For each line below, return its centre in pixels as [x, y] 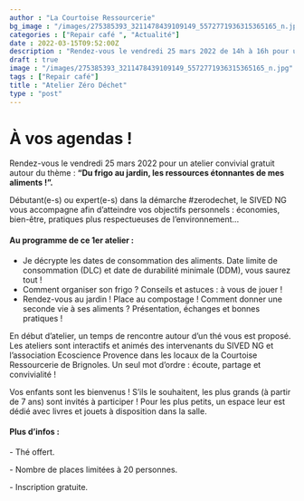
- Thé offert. [32, 452]
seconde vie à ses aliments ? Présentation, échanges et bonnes [141, 308]
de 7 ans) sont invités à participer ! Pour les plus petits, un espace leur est [147, 401]
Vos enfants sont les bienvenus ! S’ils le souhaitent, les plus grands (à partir [150, 391]
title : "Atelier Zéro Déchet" [68, 85]
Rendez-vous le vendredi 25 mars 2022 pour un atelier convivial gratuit [142, 163]
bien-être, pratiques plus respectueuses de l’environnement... [124, 219]
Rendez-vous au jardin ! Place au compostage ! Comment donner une [152, 299]
